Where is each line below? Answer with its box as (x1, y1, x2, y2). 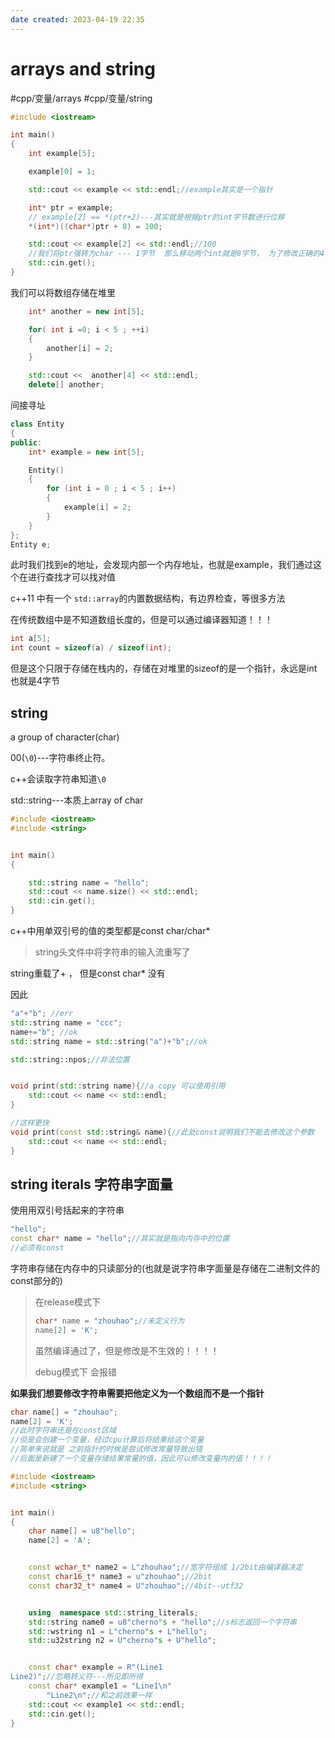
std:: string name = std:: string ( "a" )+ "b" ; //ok (10, 1036, 208, 1046)
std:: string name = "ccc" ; (10, 1017, 123, 1028)
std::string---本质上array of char (10, 794, 144, 806)
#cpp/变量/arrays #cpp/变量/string (10, 92, 153, 104)
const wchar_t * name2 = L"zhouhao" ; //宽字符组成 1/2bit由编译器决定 (28, 1562, 303, 1573)
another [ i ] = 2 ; (46, 343, 114, 353)
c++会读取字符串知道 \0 (10, 773, 107, 785)
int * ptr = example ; (28, 202, 114, 213)
